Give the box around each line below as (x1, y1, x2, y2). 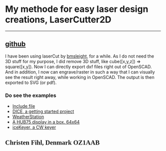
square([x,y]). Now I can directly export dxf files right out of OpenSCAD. (5, 64, 152, 70)
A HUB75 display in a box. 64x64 (12, 119, 80, 125)
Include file (12, 103, 36, 109)
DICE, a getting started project (12, 108, 74, 115)
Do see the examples (5, 92, 57, 99)
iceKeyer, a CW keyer (12, 124, 56, 130)
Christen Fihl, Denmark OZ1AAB (5, 139, 100, 147)
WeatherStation (12, 114, 44, 120)
